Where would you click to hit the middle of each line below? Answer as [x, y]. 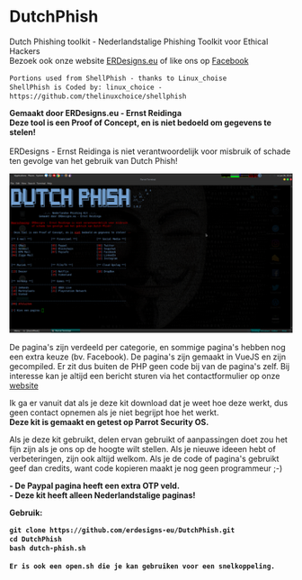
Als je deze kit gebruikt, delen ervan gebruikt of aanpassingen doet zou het [148, 440]
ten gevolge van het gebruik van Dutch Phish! [93, 160]
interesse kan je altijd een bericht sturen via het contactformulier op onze [145, 376]
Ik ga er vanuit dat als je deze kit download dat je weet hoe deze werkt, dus [149, 403]
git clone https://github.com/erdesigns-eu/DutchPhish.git [122, 530]
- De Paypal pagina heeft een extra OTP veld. [94, 486]
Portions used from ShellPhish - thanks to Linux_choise [118, 78]
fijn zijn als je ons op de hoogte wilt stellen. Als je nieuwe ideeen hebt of [142, 449]
